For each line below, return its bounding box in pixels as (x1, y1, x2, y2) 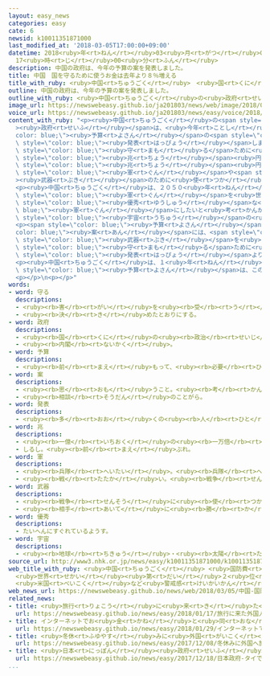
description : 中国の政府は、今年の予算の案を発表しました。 (8, 64, 187, 72)
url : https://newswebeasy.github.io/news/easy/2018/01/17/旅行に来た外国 (15, 609, 260, 617)
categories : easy (8, 19, 67, 27)
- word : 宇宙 (8, 535, 50, 543)
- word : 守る (8, 289, 50, 297)
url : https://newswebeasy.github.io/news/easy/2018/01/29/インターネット (15, 625, 260, 633)
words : (8, 281, 31, 289)
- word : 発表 (8, 400, 50, 408)
